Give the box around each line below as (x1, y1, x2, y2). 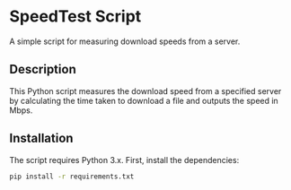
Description (9, 62, 76, 77)
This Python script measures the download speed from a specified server (9, 85, 282, 96)
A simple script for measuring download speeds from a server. (9, 36, 241, 47)
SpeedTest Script (9, 6, 142, 27)
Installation (9, 131, 74, 146)
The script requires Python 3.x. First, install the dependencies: (9, 154, 240, 165)
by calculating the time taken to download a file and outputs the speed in (9, 95, 278, 106)
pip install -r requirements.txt (9, 172, 135, 181)
